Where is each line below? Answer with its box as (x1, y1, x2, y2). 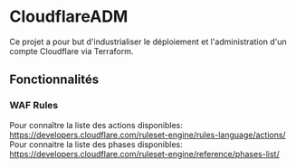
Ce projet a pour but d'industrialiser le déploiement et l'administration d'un (9, 36, 287, 47)
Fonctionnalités (9, 72, 100, 88)
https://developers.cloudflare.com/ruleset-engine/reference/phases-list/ (9, 148, 280, 159)
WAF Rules (9, 99, 59, 112)
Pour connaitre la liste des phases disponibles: (9, 138, 183, 150)
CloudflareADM (9, 6, 129, 27)
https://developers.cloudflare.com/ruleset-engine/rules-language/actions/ (9, 129, 287, 140)
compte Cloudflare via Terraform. (9, 45, 134, 56)
